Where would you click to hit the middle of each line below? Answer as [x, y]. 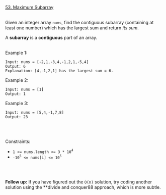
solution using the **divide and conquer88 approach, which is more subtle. [83, 187]
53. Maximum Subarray [29, 7]
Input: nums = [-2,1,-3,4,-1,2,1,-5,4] [47, 62]
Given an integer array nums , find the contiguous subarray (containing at [79, 22]
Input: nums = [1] [24, 89]
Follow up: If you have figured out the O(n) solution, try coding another [79, 182]
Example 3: [17, 103]
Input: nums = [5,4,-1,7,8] [35, 113]
